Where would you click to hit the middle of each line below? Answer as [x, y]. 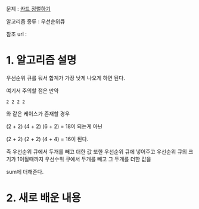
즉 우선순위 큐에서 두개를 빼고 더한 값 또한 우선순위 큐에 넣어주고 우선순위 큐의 [97, 151]
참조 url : [16, 34]
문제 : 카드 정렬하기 [28, 9]
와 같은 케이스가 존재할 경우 [38, 113]
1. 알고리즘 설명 [41, 60]
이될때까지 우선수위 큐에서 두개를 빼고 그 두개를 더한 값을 [85, 159]
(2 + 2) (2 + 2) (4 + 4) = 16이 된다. [47, 139]
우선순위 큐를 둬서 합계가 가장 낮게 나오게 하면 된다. [66, 78]
